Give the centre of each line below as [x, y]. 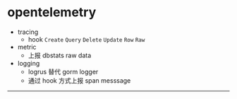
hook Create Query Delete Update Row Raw [86, 39]
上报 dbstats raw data [60, 55]
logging [29, 63]
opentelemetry [52, 12]
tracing [28, 32]
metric [27, 47]
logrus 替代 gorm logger [63, 71]
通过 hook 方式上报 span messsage [79, 80]
